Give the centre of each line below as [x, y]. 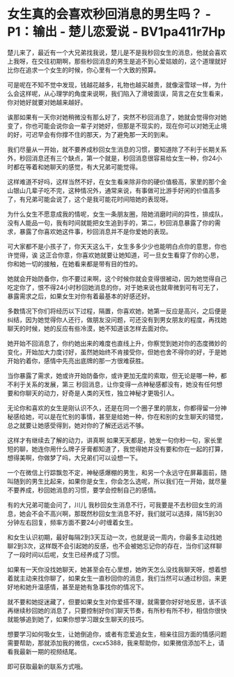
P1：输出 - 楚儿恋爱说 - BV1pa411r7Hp [116, 32]
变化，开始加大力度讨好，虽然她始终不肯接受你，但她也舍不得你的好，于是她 [117, 352]
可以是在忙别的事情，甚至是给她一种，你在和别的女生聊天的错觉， [132, 416]
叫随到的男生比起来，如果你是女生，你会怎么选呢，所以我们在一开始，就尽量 [117, 481]
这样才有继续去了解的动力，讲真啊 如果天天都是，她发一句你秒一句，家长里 [115, 440]
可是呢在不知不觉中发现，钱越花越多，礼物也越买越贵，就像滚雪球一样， [111, 85]
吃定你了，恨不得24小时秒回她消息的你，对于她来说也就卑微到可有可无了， [115, 287]
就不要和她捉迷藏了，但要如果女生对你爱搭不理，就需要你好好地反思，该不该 [117, 602]
